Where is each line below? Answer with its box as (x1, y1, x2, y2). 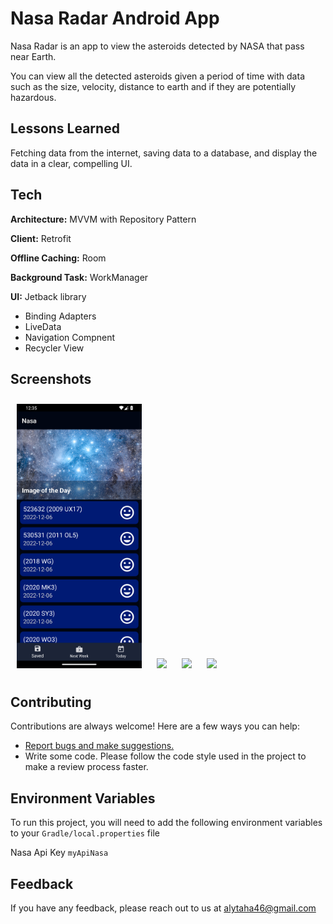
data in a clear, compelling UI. (10, 157, 133, 169)
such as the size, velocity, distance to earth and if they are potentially (10, 80, 297, 92)
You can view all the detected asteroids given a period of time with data (10, 70, 305, 82)
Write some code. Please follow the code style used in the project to (24, 750, 307, 762)
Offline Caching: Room (10, 252, 107, 264)
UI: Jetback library (10, 290, 87, 302)
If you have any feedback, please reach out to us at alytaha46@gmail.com (10, 902, 317, 914)
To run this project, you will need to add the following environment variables (10, 817, 323, 829)
